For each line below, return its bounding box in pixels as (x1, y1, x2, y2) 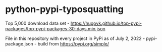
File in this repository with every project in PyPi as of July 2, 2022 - (5, 35, 145, 41)
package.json (5, 40, 34, 46)
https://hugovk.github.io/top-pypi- (70, 20, 142, 26)
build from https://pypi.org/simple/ (37, 40, 110, 46)
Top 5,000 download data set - (5, 20, 70, 26)
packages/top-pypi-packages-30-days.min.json (5, 25, 106, 31)
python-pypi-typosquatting (5, 4, 124, 15)
